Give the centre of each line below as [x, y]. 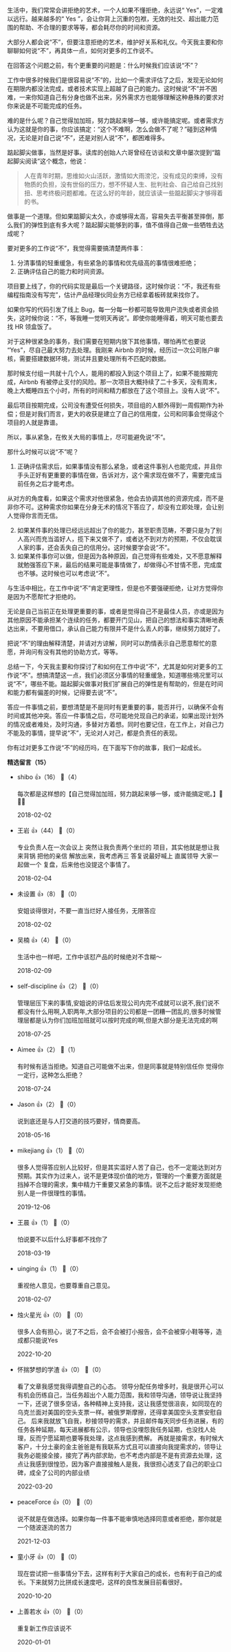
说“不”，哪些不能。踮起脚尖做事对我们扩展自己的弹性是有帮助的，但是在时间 [115, 684]
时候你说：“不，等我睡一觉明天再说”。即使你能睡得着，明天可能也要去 [124, 318]
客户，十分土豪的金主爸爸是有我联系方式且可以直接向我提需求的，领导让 [119, 1447]
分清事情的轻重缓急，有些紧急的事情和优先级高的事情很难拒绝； [107, 263]
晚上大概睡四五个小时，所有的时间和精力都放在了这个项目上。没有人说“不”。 [115, 391]
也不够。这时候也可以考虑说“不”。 [65, 573]
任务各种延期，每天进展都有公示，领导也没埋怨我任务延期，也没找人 [113, 1429]
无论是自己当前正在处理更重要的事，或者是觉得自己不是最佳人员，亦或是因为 [115, 611]
